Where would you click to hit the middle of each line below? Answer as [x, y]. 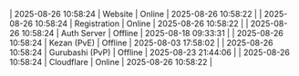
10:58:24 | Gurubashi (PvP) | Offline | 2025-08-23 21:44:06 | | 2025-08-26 [149, 52]
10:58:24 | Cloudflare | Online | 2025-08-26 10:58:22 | [111, 62]
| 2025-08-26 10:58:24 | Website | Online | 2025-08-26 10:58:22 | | [136, 14]
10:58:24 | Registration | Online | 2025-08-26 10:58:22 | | [142, 24]
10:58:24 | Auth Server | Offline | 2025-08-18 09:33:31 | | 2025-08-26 [153, 33]
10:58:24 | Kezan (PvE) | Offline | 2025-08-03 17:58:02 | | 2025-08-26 [141, 43]
